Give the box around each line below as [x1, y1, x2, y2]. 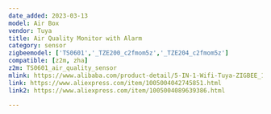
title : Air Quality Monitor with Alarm [8, 34, 143, 43]
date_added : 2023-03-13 [8, 11, 89, 20]
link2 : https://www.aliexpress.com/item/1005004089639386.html [8, 86, 226, 95]
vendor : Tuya [8, 26, 52, 35]
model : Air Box [8, 19, 60, 27]
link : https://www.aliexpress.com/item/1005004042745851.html [8, 79, 222, 87]
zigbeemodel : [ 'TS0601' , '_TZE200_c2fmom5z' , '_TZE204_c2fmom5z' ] [8, 49, 229, 57]
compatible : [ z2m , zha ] [8, 57, 89, 65]
